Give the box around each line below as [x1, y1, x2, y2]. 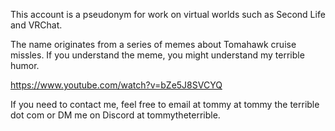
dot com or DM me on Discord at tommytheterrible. [10, 109, 221, 121]
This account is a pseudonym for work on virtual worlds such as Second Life [10, 9, 326, 20]
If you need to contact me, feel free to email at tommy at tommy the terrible [10, 99, 320, 110]
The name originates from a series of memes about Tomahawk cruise [10, 39, 297, 50]
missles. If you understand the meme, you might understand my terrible [10, 49, 305, 61]
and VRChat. [10, 19, 63, 31]
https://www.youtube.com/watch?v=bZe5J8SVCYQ [10, 79, 223, 91]
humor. [10, 60, 40, 71]
